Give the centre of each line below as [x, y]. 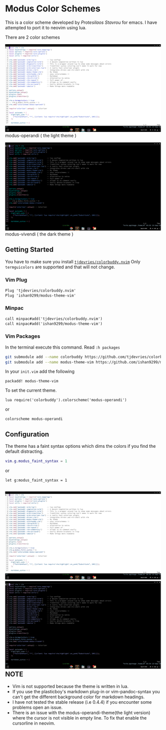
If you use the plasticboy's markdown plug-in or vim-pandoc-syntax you [86, 691]
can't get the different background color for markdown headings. [78, 697]
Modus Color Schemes [53, 9]
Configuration [27, 434]
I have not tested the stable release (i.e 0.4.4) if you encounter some [82, 702]
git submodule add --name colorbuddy [44, 357]
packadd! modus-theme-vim [32, 381]
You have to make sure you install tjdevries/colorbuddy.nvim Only [73, 261]
